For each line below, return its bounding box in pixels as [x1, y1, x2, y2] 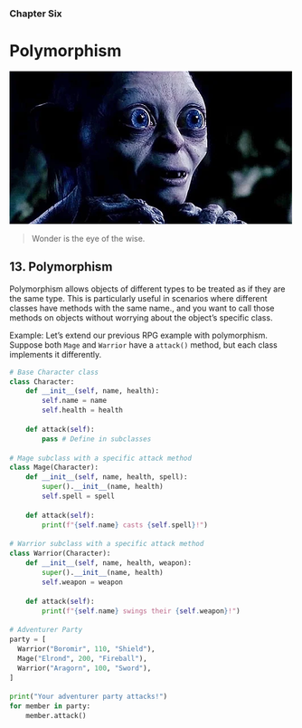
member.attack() [25, 712, 88, 721]
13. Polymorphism [9, 259, 113, 274]
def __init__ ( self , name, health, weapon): [25, 559, 193, 568]
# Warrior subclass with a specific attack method [9, 540, 204, 549]
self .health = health [42, 406, 124, 415]
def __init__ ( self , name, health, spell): [25, 473, 188, 482]
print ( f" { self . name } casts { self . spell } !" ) [42, 520, 208, 530]
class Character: [9, 377, 75, 387]
